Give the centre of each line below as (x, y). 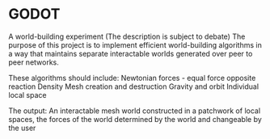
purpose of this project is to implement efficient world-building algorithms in (135, 44)
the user (22, 128)
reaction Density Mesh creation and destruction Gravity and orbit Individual (134, 86)
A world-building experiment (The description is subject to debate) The (127, 36)
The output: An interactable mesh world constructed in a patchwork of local (135, 111)
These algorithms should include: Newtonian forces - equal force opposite (132, 78)
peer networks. (34, 62)
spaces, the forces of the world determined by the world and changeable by (135, 119)
